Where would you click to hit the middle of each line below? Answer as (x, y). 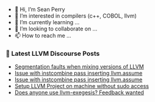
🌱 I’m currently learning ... (47, 22)
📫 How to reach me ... (43, 36)
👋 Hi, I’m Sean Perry (40, 9)
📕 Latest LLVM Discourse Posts (53, 53)
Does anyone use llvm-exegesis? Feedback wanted (79, 93)
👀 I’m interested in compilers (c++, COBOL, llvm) (75, 16)
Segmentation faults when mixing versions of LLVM (79, 67)
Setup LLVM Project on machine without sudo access (81, 86)
